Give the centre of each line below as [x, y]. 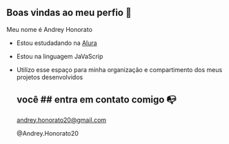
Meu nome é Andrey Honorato [49, 29]
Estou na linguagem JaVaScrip [60, 56]
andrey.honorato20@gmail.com [61, 120]
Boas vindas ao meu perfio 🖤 [69, 13]
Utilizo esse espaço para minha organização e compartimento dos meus [119, 69]
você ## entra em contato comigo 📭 [96, 100]
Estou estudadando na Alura [57, 43]
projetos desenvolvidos [50, 77]
